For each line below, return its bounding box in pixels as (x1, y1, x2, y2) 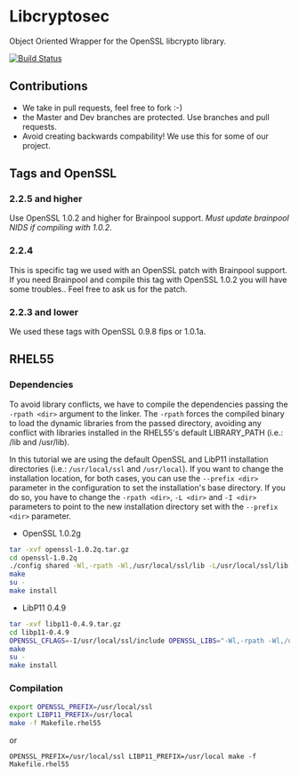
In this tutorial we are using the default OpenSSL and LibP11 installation (9, 454, 269, 465)
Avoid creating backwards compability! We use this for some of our (21, 131, 270, 141)
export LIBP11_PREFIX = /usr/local (9, 710, 133, 720)
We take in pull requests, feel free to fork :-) (21, 102, 183, 113)
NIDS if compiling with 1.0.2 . (9, 222, 113, 233)
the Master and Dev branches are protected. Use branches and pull (21, 111, 270, 122)
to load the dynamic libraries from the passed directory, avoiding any (9, 417, 263, 428)
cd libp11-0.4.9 (9, 627, 69, 637)
